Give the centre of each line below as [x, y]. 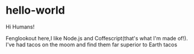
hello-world [36, 10]
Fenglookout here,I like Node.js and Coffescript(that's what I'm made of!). [97, 38]
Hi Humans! [20, 27]
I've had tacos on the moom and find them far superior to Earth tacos [92, 45]
